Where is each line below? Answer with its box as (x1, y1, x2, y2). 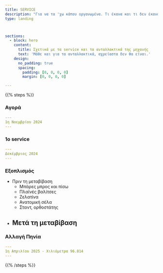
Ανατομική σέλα (19, 199, 52, 205)
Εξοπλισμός (5, 167, 34, 174)
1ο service (5, 136, 30, 142)
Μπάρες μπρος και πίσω (19, 184, 69, 190)
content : (14, 42, 32, 48)
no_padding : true (17, 60, 53, 66)
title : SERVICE (5, 7, 36, 12)
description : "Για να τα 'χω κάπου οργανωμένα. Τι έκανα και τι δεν (5, 12, 147, 17)
